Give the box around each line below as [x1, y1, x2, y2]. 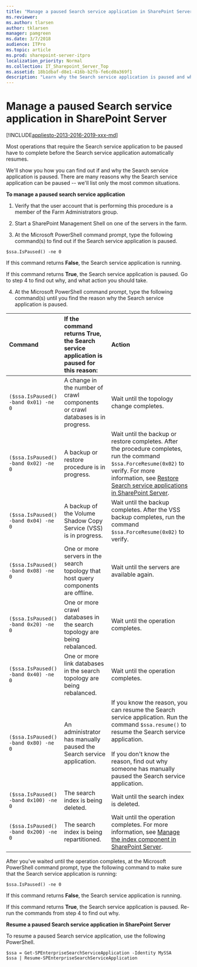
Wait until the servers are [111, 563, 180, 571]
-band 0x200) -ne [9, 829, 57, 836]
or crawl [64, 406, 87, 414]
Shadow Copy [64, 517, 103, 525]
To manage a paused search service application [6, 191, 125, 198]
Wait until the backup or [111, 430, 177, 438]
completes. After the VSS [111, 506, 181, 514]
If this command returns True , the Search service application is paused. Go [6, 271, 188, 278]
